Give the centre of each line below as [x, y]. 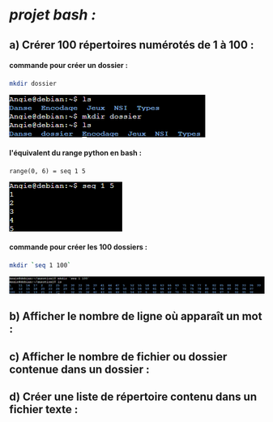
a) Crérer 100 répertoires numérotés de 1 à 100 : [132, 45]
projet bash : [53, 15]
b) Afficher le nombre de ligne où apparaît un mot [136, 316]
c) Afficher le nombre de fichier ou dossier [118, 357]
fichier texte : [44, 409]
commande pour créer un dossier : [68, 66]
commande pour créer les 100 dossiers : [79, 247]
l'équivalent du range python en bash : [76, 153]
